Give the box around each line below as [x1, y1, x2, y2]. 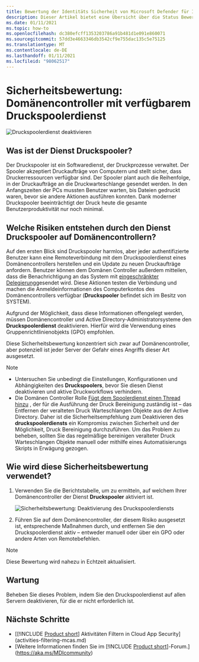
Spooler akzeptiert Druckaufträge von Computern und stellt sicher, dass [6, 168, 182, 175]
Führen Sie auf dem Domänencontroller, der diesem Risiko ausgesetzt [14, 516, 185, 523]
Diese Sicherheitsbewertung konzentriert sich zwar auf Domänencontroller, [6, 340, 190, 347]
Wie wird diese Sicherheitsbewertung [6, 462, 149, 472]
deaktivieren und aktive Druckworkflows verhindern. [14, 388, 143, 395]
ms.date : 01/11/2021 [6, 20, 57, 25]
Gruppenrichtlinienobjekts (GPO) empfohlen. [6, 328, 115, 335]
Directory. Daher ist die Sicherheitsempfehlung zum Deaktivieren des [14, 413, 184, 421]
